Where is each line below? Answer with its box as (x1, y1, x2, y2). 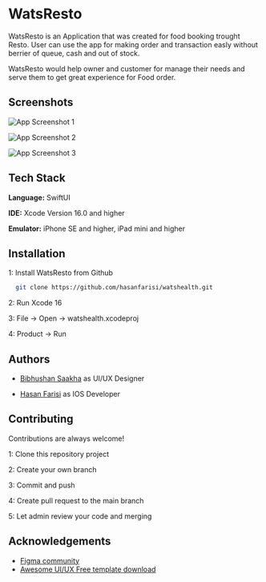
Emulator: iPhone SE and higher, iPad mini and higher (8, 224, 186, 233)
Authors (8, 352, 50, 366)
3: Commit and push (8, 480, 75, 490)
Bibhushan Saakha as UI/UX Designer (19, 374, 145, 383)
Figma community (19, 556, 80, 565)
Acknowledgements (8, 535, 111, 548)
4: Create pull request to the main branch (8, 495, 144, 505)
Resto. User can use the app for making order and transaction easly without (8, 39, 259, 49)
